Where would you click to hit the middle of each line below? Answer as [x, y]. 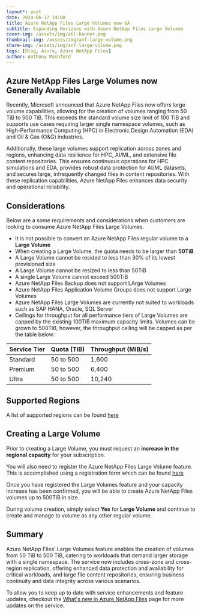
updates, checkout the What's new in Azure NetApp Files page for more [95, 599]
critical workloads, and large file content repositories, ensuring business [95, 574]
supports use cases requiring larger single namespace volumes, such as [96, 124]
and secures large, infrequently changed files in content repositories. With [98, 174]
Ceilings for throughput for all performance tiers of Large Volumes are [101, 315]
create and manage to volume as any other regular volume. [79, 515]
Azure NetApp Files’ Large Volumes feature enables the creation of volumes [100, 549]
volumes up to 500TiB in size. [43, 497]
